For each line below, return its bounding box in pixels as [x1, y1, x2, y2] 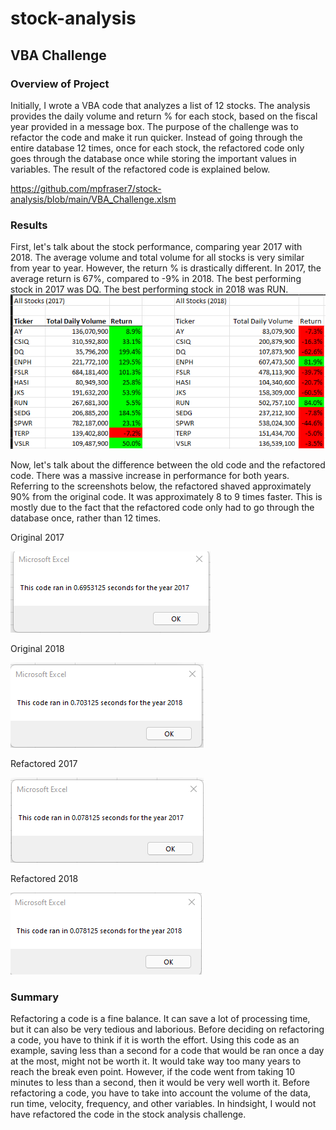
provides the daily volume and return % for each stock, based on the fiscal [10, 110, 318, 122]
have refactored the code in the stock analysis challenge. [10, 1108, 247, 1121]
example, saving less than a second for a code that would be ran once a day [10, 1045, 325, 1057]
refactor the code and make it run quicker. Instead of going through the [10, 131, 303, 143]
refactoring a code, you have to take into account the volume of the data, [10, 1087, 312, 1099]
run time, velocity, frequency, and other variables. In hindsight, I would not [10, 1098, 317, 1110]
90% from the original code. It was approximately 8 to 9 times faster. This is [10, 490, 323, 502]
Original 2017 [10, 531, 65, 543]
